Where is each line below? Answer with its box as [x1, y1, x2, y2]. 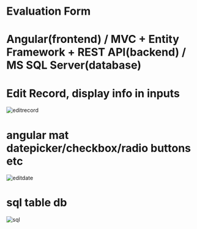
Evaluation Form [6, 4, 91, 18]
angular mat [6, 128, 69, 142]
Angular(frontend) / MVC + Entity [6, 32, 179, 47]
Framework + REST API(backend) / [6, 45, 187, 59]
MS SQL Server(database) [6, 58, 142, 72]
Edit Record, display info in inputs [6, 86, 180, 100]
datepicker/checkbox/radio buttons [6, 141, 191, 155]
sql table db [6, 196, 67, 209]
